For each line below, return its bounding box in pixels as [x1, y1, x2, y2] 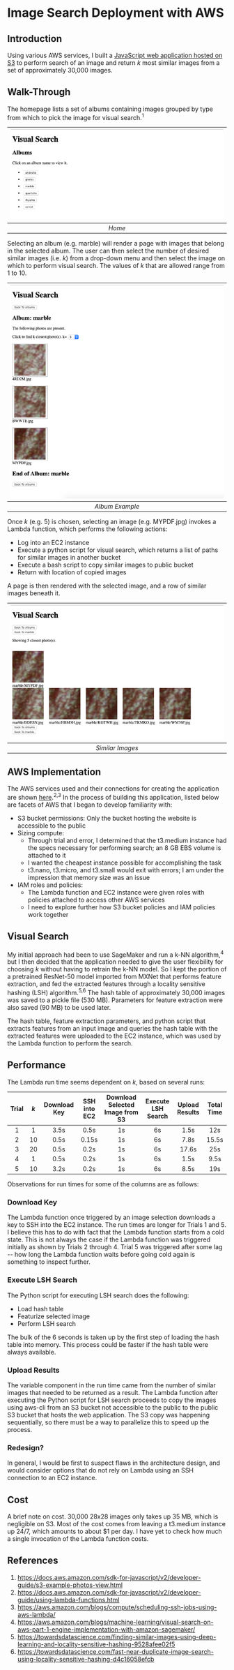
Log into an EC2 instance [17, 539, 90, 547]
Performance [7, 1059, 66, 1071]
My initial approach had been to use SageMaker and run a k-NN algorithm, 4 [7, 949, 224, 959]
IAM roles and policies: [17, 881, 84, 889]
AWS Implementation [7, 766, 102, 777]
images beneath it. [7, 589, 61, 597]
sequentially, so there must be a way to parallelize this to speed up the [7, 1418, 210, 1426]
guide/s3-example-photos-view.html [17, 1581, 123, 1589]
